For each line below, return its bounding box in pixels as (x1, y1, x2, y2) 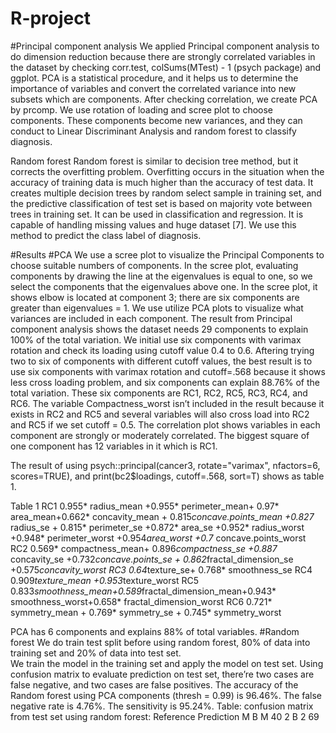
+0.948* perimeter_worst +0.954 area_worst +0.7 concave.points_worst (10, 532, 307, 544)
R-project (10, 7, 92, 30)
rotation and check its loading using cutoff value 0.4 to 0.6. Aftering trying (10, 344, 315, 356)
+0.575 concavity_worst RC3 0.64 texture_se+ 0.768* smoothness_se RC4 (10, 563, 313, 576)
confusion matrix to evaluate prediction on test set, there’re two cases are (10, 668, 315, 680)
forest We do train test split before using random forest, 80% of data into (10, 636, 311, 648)
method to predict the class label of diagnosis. (10, 229, 202, 241)
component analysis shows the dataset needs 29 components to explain (10, 323, 309, 335)
